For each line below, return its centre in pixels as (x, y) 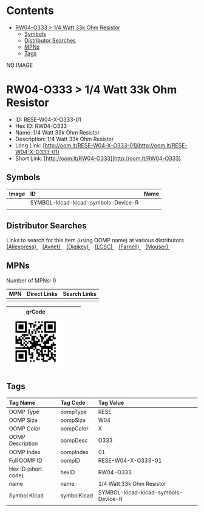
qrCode (36, 312)
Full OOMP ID (25, 460)
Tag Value (111, 403)
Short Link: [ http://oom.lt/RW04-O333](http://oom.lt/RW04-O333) (98, 158)
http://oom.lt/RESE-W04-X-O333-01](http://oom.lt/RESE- (116, 145)
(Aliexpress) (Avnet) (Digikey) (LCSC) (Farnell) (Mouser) (87, 247)
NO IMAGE (20, 65)
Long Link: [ (30, 145)
